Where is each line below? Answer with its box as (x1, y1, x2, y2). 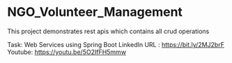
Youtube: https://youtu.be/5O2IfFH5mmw (7, 48, 127, 56)
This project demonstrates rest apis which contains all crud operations (7, 27, 210, 35)
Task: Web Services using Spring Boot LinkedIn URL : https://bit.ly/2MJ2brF (7, 40, 225, 48)
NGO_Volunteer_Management (7, 4, 183, 20)
